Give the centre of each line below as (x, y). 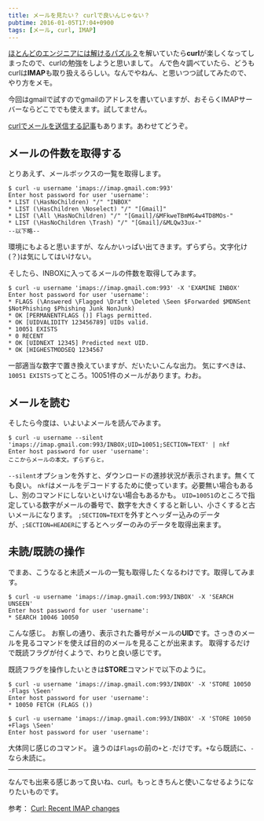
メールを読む (39, 403)
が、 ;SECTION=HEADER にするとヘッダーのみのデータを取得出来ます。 (117, 524)
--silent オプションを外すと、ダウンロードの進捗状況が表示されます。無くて (132, 475)
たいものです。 (38, 791)
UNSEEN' (21, 603)
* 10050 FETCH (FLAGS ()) (50, 705)
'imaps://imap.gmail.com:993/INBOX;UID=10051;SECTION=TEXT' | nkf (119, 445)
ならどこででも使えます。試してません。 (86, 109)
